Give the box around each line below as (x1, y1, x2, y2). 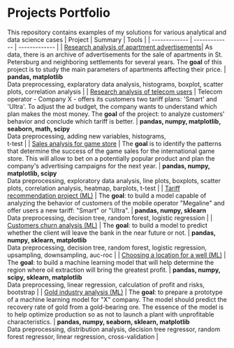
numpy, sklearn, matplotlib (7, 235, 87, 244)
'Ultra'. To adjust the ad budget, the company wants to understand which (7, 102, 218, 110)
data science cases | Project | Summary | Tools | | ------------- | (7, 35, 193, 43)
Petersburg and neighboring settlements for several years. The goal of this (7, 57, 222, 66)
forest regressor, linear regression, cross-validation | (7, 332, 159, 340)
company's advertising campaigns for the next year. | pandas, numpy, (7, 161, 211, 170)
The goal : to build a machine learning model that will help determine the (7, 258, 214, 266)
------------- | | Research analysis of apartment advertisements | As (18, 43, 213, 51)
